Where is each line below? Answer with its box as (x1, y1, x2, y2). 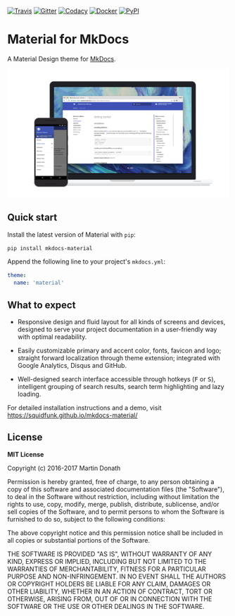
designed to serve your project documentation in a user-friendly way (17, 325, 217, 334)
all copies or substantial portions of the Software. (7, 536, 150, 544)
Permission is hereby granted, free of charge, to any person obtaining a (7, 477, 215, 486)
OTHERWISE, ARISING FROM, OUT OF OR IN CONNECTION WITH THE (7, 594, 212, 603)
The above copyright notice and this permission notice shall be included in (7, 529, 223, 537)
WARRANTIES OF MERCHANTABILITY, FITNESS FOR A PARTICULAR (7, 565, 206, 573)
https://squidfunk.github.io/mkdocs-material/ (7, 411, 138, 419)
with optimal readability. (17, 333, 87, 341)
